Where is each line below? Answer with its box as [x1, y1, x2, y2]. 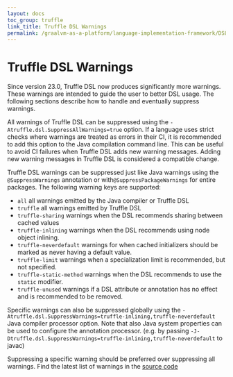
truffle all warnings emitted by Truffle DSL [17, 204, 141, 212]
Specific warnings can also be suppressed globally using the [7, 306, 182, 315]
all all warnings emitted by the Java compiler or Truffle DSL [17, 196, 189, 205]
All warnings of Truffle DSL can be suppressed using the [7, 118, 169, 126]
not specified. [17, 263, 57, 271]
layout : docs [7, 10, 45, 17]
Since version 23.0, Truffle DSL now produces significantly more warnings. [7, 83, 221, 91]
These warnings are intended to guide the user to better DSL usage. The [7, 90, 214, 98]
